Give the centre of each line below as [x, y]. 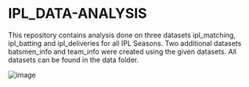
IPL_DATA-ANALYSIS [78, 14]
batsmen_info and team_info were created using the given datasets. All [123, 51]
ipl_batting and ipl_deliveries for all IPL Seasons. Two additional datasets [125, 43]
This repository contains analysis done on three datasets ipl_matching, [122, 35]
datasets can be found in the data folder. [74, 60]
